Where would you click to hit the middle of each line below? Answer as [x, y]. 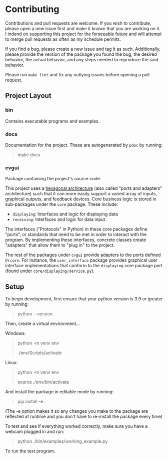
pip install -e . [31, 401]
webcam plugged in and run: [35, 432]
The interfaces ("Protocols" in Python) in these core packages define [76, 229]
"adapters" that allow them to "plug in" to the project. [60, 245]
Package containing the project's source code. [53, 179]
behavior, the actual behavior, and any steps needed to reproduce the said [82, 59]
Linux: [11, 363]
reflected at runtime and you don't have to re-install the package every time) [84, 417]
